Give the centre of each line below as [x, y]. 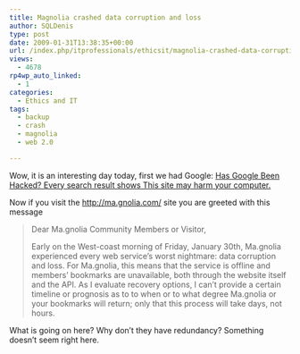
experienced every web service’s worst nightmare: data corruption [154, 256]
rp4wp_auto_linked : [46, 76]
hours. [43, 313]
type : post [29, 34]
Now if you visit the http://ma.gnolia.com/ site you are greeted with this [140, 202]
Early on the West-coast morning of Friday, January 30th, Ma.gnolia [156, 246]
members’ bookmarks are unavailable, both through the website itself [159, 274]
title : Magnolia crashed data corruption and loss [105, 17]
